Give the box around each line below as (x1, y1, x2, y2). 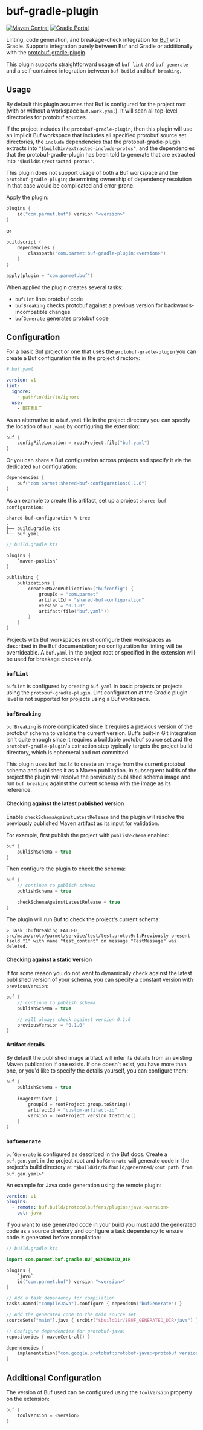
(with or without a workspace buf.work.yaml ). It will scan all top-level (6, 107, 178, 114)
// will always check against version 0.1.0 (17, 1016, 131, 1023)
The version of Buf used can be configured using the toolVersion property (6, 1389, 192, 1396)
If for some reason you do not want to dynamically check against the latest (6, 970, 192, 977)
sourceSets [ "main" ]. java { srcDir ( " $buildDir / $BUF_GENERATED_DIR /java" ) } (6, 1317, 199, 1323)
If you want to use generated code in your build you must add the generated (6, 1221, 196, 1229)
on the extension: (6, 1396, 50, 1402)
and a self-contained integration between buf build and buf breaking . (6, 67, 181, 74)
